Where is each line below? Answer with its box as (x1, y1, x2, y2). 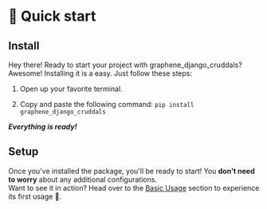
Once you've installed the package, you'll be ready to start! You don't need (8, 166, 255, 175)
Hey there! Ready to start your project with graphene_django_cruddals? (8, 60, 243, 69)
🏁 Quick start (8, 7, 96, 26)
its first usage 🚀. (8, 191, 62, 201)
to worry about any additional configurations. (8, 175, 158, 184)
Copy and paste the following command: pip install (19, 100, 194, 108)
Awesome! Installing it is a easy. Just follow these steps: (8, 69, 193, 78)
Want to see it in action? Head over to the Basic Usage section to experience (8, 183, 260, 192)
